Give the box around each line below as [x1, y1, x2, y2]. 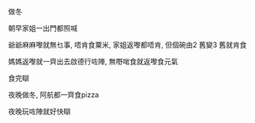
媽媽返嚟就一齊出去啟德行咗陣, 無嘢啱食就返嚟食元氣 [8, 57, 178, 66]
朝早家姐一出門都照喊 [8, 24, 77, 33]
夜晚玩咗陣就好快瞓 [8, 107, 71, 116]
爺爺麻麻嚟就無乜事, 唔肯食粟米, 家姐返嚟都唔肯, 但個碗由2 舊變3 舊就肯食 [8, 40, 247, 49]
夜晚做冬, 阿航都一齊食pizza [8, 90, 99, 99]
